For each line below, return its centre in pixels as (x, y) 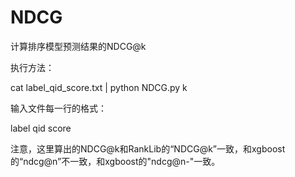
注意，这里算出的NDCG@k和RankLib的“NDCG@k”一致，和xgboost (148, 148)
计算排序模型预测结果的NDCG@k (78, 46)
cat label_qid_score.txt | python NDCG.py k (99, 87)
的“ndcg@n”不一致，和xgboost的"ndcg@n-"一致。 (115, 161)
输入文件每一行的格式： (58, 108)
